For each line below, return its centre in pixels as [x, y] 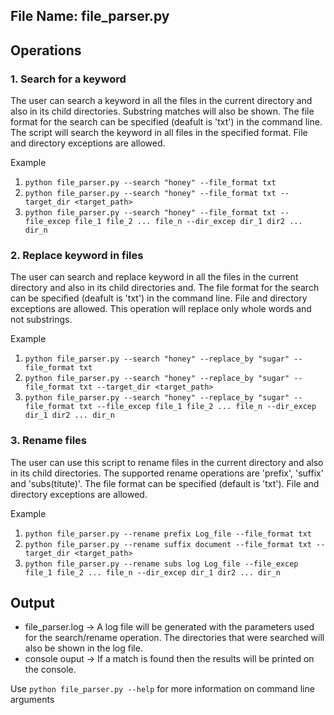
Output [32, 603]
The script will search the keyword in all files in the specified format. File [159, 133]
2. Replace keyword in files [77, 255]
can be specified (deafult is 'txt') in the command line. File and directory [159, 298]
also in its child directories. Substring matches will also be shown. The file [162, 111]
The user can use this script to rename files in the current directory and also [167, 462]
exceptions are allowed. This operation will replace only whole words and [161, 309]
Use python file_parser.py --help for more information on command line [162, 689]
